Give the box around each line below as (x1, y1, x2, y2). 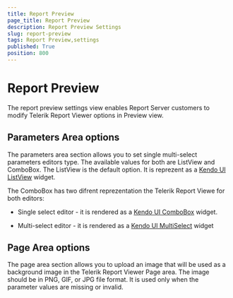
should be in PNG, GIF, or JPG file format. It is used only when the (7, 275, 199, 284)
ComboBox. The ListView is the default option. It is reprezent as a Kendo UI (7, 165, 226, 174)
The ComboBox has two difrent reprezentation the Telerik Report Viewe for (7, 186, 225, 195)
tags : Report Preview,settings (7, 37, 100, 44)
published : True (7, 43, 55, 50)
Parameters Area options (7, 131, 120, 143)
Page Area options (7, 242, 90, 254)
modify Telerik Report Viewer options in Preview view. (7, 111, 164, 119)
